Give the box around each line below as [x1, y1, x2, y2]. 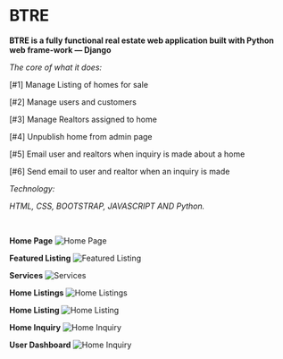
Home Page [9, 235, 54, 246]
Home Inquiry [9, 321, 61, 332]
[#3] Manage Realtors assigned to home [9, 114, 158, 124]
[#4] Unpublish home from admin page [9, 131, 154, 141]
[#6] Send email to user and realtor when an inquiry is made [9, 166, 230, 176]
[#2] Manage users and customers [9, 96, 137, 107]
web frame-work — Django [9, 44, 112, 55]
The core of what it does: [9, 62, 103, 73]
